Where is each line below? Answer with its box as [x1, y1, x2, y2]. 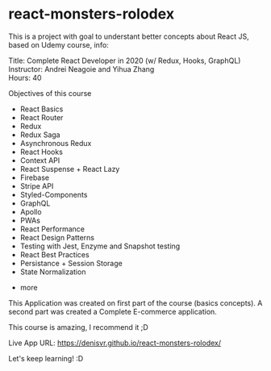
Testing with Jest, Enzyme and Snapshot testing [19, 241, 181, 251]
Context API [19, 155, 60, 165]
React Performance [19, 223, 85, 234]
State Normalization [19, 267, 86, 277]
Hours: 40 [8, 73, 42, 82]
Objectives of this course [8, 88, 92, 98]
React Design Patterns [19, 232, 95, 242]
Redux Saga [19, 130, 60, 140]
